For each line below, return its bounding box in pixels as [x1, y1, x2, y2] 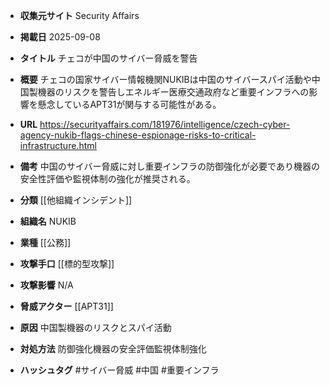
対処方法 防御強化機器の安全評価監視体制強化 [19, 343, 207, 354]
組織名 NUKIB [19, 215, 77, 227]
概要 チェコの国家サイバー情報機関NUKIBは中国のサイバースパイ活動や [19, 74, 312, 85]
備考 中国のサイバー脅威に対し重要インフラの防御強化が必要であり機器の [19, 160, 320, 172]
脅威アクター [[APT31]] [19, 300, 114, 312]
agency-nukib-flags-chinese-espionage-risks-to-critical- [19, 129, 257, 141]
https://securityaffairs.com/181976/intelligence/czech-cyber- [39, 119, 291, 130]
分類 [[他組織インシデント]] [19, 194, 133, 206]
